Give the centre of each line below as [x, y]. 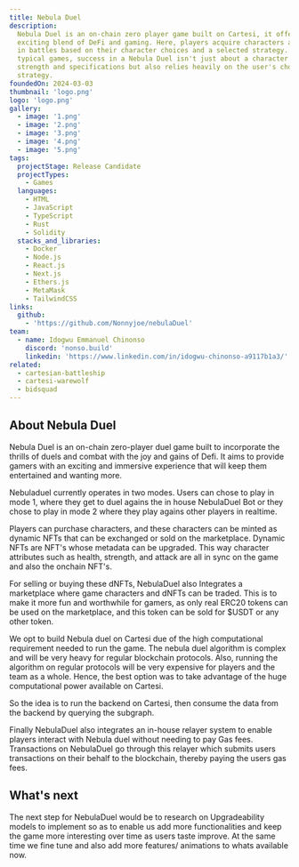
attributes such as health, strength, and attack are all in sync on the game [144, 557]
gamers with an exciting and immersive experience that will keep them [138, 466]
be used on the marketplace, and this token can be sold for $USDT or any [144, 612]
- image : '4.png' [49, 141]
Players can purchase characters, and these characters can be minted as [143, 528]
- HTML [37, 200]
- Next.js [44, 274]
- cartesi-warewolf [53, 381]
